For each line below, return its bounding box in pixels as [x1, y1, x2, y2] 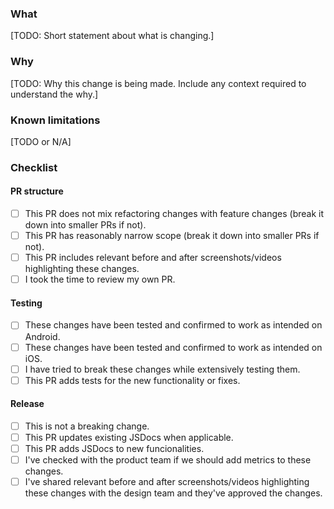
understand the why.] [10, 88, 99, 100]
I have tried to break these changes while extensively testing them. [24, 363, 301, 375]
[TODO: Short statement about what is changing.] [10, 30, 215, 42]
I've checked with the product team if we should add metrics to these [24, 454, 312, 466]
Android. [24, 330, 61, 342]
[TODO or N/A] [10, 135, 72, 147]
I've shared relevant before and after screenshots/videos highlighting [24, 476, 310, 488]
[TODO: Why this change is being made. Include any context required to [10, 77, 307, 89]
